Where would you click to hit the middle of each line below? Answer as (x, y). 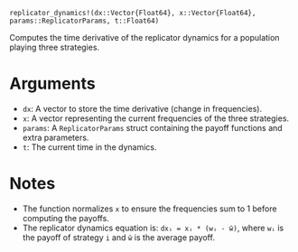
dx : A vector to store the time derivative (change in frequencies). (142, 108)
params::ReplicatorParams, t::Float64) (84, 21)
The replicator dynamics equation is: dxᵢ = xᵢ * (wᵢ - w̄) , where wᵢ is (153, 228)
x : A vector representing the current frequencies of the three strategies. (156, 118)
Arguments (53, 84)
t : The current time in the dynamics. (89, 147)
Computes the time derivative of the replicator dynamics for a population (144, 37)
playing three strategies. (55, 47)
